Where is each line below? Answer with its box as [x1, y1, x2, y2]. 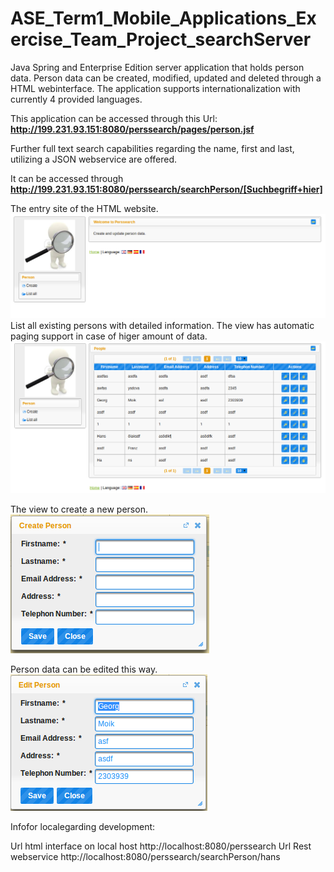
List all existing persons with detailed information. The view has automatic [10, 319, 315, 331]
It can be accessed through [10, 172, 124, 184]
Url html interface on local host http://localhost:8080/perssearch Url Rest [10, 840, 312, 852]
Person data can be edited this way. [10, 663, 158, 676]
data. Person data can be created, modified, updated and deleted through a [10, 72, 322, 84]
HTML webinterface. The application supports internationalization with [10, 82, 301, 94]
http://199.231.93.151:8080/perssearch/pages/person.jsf [10, 123, 255, 135]
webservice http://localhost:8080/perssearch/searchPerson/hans [10, 851, 281, 863]
